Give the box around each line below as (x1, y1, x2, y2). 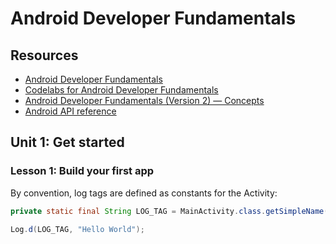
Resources (10, 47, 79, 64)
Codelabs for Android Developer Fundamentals (24, 84, 219, 96)
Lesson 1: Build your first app (10, 164, 155, 178)
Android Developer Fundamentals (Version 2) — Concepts (24, 95, 265, 106)
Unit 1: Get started (10, 134, 125, 151)
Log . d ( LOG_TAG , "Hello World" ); (10, 224, 145, 234)
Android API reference (24, 105, 117, 117)
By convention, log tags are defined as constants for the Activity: (10, 187, 278, 199)
